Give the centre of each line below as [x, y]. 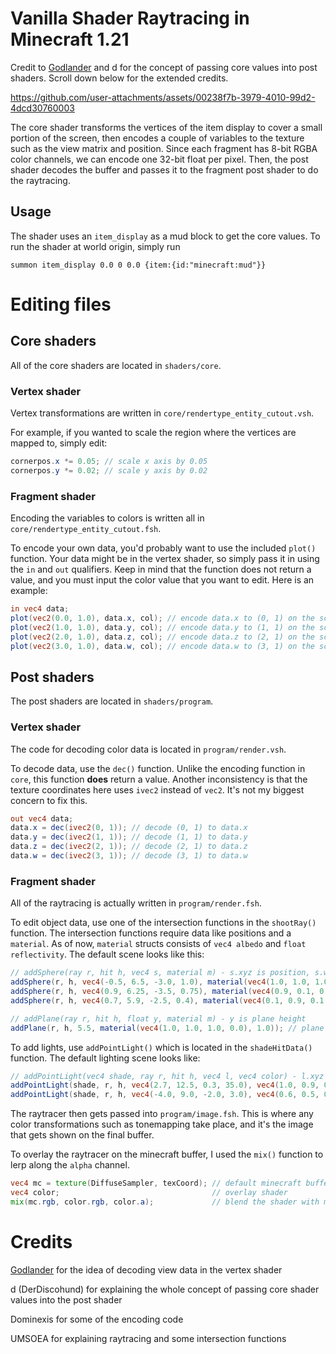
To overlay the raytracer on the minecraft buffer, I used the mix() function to [167, 1154]
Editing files [61, 304]
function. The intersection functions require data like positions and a [151, 933]
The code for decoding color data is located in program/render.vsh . [148, 749]
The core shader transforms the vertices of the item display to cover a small [166, 127]
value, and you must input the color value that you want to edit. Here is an [162, 580]
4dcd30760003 [42, 108]
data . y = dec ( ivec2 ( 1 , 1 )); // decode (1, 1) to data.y [129, 837]
